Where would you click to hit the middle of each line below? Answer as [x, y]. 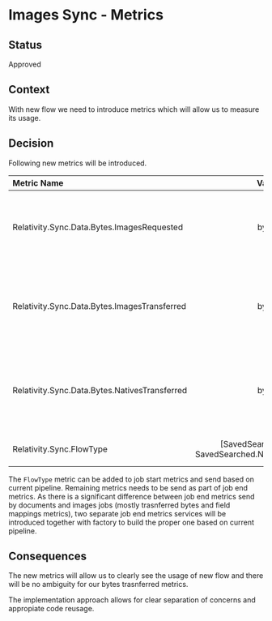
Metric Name [38, 182]
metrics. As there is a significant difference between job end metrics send [132, 496]
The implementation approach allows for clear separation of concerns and [132, 600]
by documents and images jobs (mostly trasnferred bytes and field [119, 505]
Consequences [48, 557]
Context [29, 90]
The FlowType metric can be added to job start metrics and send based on [132, 479]
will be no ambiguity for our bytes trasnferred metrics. [98, 585]
